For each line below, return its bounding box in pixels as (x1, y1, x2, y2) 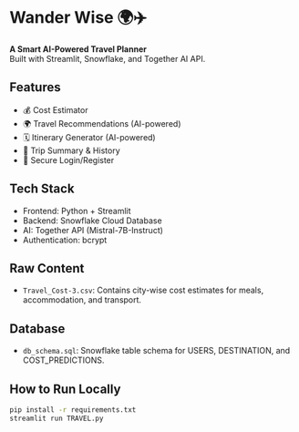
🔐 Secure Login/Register (22, 154, 115, 165)
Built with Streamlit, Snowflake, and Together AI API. (9, 53, 206, 64)
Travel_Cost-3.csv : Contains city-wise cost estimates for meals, (22, 284, 264, 296)
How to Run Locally (9, 381, 121, 396)
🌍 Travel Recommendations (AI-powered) (22, 118, 181, 129)
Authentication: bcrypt (22, 234, 108, 245)
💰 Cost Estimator (22, 104, 88, 115)
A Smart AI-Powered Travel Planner (9, 43, 148, 55)
